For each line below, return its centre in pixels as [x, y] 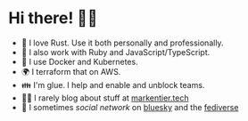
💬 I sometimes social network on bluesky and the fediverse [130, 107]
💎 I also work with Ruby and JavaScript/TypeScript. [116, 52]
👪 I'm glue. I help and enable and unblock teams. [113, 85]
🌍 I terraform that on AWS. [71, 71]
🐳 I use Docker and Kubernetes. [80, 61]
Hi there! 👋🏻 [53, 18]
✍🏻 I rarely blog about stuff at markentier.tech [105, 98]
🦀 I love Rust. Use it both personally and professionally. [122, 43]
